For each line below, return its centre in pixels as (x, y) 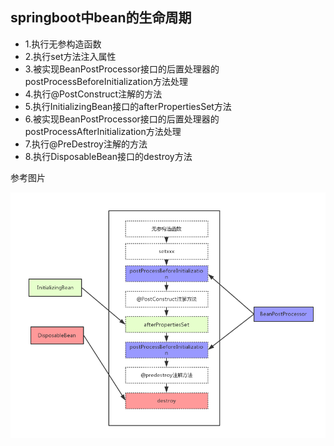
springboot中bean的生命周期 (101, 18)
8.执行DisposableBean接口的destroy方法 (108, 156)
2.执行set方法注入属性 (70, 56)
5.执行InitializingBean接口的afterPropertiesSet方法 (128, 106)
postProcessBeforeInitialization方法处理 (106, 81)
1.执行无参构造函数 (63, 44)
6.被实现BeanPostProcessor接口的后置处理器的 (122, 119)
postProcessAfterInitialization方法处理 (103, 131)
